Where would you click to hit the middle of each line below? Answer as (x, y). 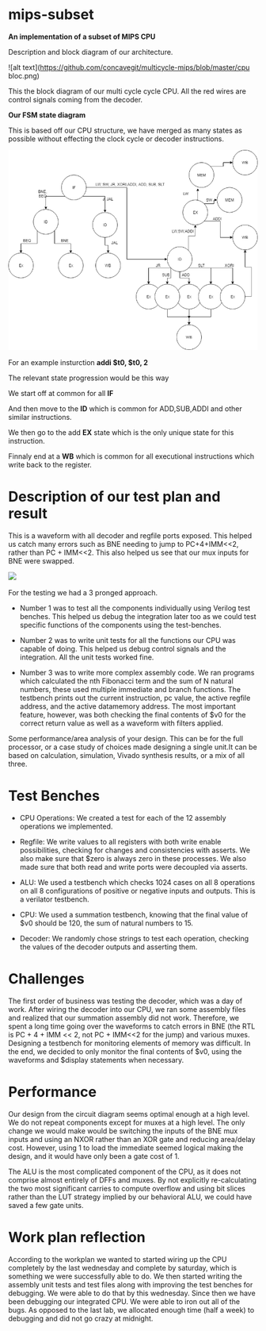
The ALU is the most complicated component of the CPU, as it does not (125, 1171)
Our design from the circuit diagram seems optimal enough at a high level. (129, 1114)
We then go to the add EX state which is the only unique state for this (121, 433)
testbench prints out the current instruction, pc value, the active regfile (135, 698)
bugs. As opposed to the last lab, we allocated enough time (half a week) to (131, 1310)
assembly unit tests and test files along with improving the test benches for (131, 1284)
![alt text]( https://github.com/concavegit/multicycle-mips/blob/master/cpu (129, 67)
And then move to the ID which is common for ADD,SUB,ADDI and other (125, 409)
